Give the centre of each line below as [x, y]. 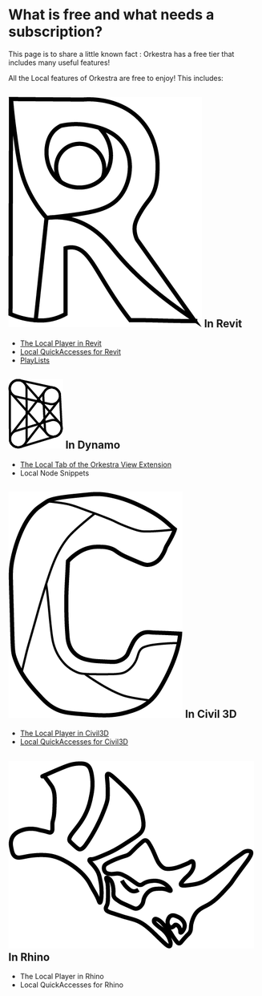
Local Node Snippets [54, 473]
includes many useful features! [59, 63]
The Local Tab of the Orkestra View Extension [96, 464]
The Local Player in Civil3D [64, 733]
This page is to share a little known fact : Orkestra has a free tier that [121, 54]
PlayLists [35, 360]
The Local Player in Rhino [62, 977]
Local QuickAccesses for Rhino [72, 985]
